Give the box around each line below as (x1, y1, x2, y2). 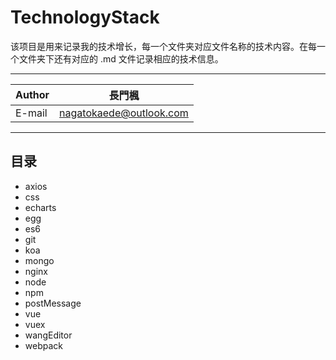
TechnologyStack (10, 6, 160, 29)
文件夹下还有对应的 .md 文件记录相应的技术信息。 (18, 52, 224, 65)
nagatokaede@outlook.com (59, 106, 189, 120)
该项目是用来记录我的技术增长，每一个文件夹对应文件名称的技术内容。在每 (10, 40, 317, 52)
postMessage (24, 297, 82, 309)
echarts (24, 201, 57, 213)
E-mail (15, 106, 48, 120)
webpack (24, 339, 63, 351)
